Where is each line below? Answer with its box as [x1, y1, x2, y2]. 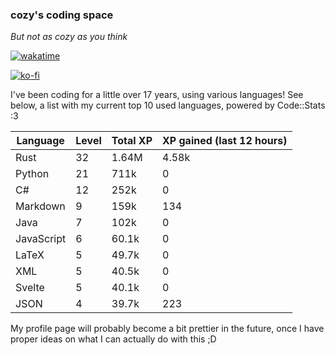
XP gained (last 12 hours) [162, 134, 288, 148]
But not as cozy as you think [10, 31, 128, 43]
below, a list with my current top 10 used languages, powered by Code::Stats [10, 99, 326, 112]
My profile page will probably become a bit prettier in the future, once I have [10, 323, 325, 335]
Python [15, 167, 50, 181]
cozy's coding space [10, 8, 114, 22]
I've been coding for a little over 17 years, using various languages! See [10, 89, 304, 101]
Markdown [15, 199, 66, 213]
